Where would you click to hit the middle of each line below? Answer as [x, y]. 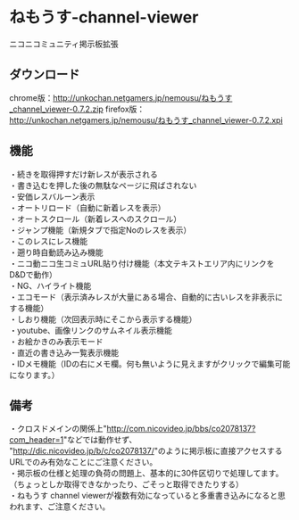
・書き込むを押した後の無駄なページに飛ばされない [103, 185]
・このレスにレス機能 [48, 241]
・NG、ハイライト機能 [50, 285]
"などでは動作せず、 [100, 440]
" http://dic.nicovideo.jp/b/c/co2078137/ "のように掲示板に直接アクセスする [146, 451]
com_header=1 [37, 440]
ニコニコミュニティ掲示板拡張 [64, 44]
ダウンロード [45, 74]
